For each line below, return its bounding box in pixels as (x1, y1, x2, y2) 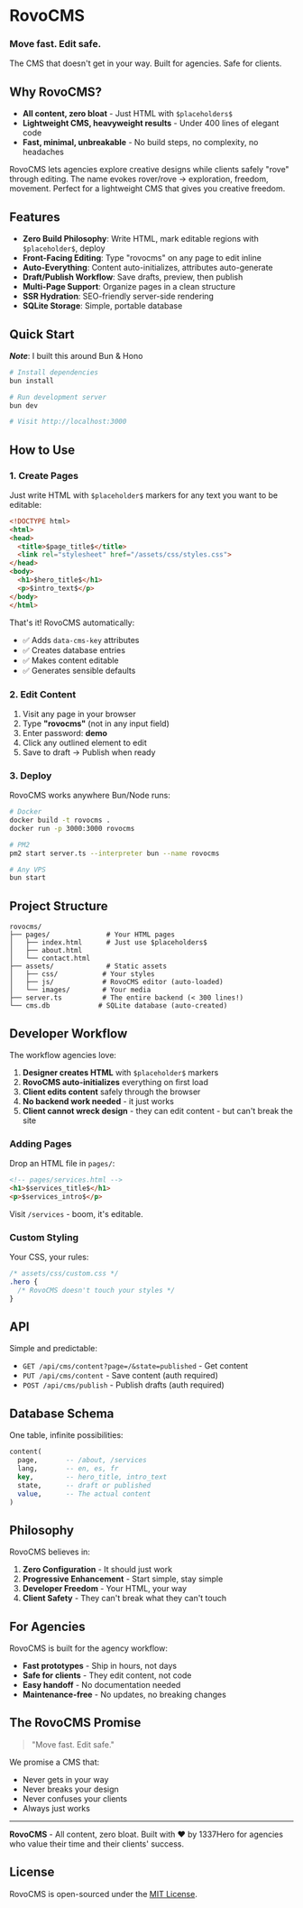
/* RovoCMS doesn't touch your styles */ (17, 1286, 176, 1295)
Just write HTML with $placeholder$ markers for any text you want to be (9, 489, 278, 501)
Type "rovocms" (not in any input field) (22, 718, 170, 729)
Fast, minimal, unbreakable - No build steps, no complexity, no (22, 137, 259, 148)
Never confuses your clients (22, 1793, 128, 1804)
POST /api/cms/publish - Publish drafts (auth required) (22, 1379, 225, 1390)
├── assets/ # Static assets (9, 962, 168, 971)
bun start (9, 873, 47, 882)
